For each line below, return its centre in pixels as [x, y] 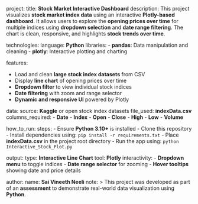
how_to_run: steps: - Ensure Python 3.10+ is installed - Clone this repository [99, 129]
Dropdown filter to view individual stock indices [73, 87]
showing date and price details [43, 170]
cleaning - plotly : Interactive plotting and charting [67, 51]
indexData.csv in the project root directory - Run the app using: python [92, 141]
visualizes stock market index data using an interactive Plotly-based [91, 15]
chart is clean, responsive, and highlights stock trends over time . [86, 34]
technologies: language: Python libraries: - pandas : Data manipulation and [97, 45]
